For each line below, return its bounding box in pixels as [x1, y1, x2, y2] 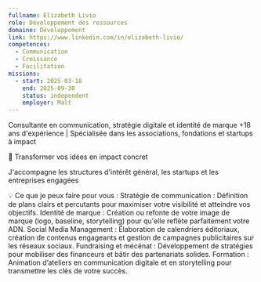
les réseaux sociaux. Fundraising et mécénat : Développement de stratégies [8, 241, 253, 251]
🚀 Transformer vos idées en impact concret [8, 152, 148, 161]
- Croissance [15, 56, 58, 63]
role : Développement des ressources [8, 19, 128, 27]
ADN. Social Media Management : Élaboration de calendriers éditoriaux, [8, 225, 240, 234]
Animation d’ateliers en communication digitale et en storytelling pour [8, 258, 233, 267]
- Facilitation [15, 63, 65, 70]
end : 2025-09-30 [22, 84, 76, 92]
